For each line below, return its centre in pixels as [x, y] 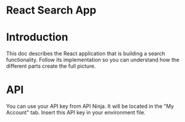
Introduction [37, 37]
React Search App [51, 10]
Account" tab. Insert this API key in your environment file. [76, 113]
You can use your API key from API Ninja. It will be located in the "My [90, 106]
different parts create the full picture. [51, 66]
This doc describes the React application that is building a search [86, 54]
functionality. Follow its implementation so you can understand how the [93, 60]
